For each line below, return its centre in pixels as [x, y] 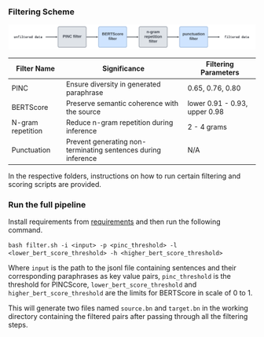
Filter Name [35, 68]
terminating [84, 150]
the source [83, 112]
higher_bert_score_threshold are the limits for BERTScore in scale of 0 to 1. [130, 293]
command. [26, 230]
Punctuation [31, 150]
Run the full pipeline [47, 204]
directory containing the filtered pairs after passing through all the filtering [128, 317]
